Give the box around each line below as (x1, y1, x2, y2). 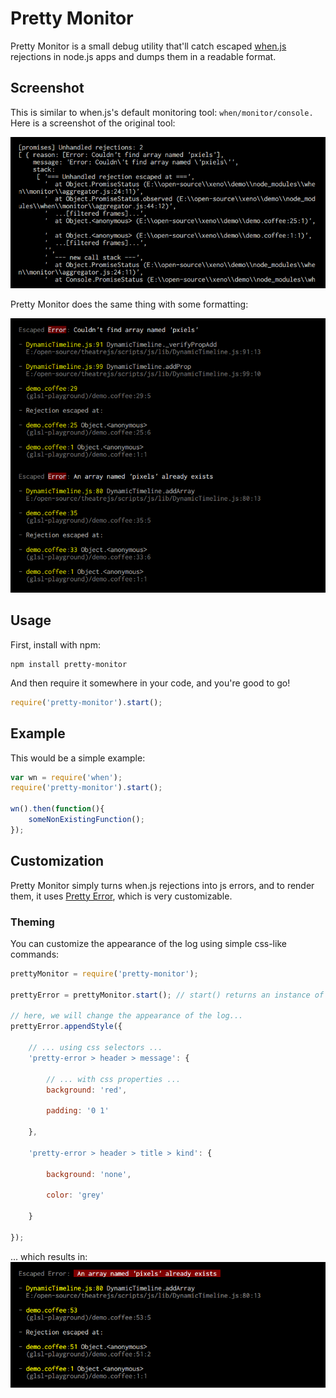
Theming (10, 915, 55, 929)
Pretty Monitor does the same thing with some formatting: (10, 298, 249, 310)
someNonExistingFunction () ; (28, 815, 145, 825)
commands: (10, 948, 60, 960)
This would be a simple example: (10, 752, 146, 764)
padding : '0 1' (46, 1106, 110, 1116)
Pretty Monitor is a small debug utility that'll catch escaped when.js (10, 40, 287, 52)
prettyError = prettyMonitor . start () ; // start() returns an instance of (10, 990, 325, 1000)
